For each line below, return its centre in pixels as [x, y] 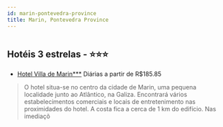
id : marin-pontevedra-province [52, 13]
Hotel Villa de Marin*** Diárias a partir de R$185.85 [89, 74]
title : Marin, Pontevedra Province [58, 20]
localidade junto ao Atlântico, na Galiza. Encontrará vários [105, 95]
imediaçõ [37, 116]
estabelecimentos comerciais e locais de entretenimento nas [109, 102]
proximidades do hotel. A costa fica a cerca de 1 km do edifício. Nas [120, 109]
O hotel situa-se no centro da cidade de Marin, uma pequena [110, 87]
